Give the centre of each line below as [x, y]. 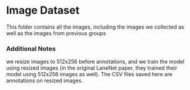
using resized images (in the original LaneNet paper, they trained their [92, 68]
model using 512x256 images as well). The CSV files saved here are [89, 75]
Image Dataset [43, 10]
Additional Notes [31, 48]
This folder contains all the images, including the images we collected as [95, 27]
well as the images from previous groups [56, 33]
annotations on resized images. [45, 80]
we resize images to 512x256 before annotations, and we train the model [95, 62]
